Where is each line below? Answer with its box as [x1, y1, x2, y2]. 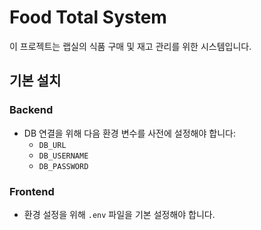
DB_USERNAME [38, 151, 89, 161]
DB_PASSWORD [38, 161, 89, 171]
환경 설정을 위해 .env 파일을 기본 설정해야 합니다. [23, 208, 216, 220]
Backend [9, 103, 54, 117]
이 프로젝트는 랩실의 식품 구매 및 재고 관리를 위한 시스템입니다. [9, 40, 252, 52]
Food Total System [9, 6, 167, 29]
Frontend [9, 184, 55, 198]
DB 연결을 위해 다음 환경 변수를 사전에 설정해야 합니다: [23, 127, 236, 139]
